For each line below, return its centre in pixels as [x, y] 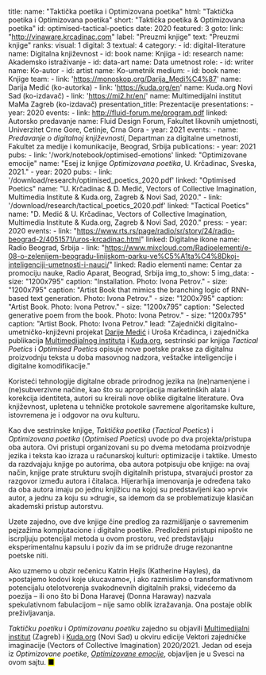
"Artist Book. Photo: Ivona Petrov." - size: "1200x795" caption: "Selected [126, 307]
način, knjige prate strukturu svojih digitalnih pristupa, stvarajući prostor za [131, 472]
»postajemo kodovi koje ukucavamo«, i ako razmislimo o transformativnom [130, 579]
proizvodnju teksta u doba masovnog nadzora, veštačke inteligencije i [122, 357]
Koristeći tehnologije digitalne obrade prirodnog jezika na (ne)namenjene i [129, 381]
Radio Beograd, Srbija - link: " [57, 248]
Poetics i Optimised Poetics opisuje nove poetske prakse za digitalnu [121, 349]
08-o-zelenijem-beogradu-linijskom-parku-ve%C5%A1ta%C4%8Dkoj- [124, 256]
